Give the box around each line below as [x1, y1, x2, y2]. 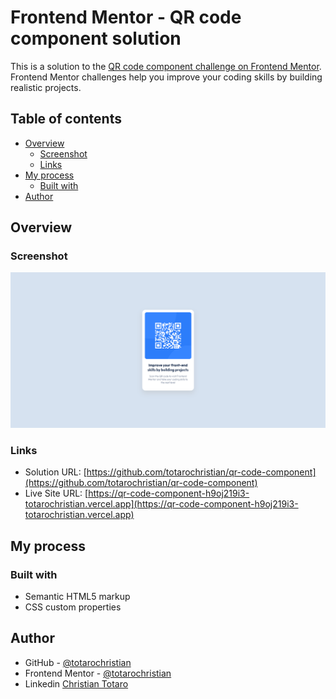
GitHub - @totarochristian [24, 656, 132, 668]
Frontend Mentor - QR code [10, 6, 242, 29]
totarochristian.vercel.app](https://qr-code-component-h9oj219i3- [24, 498, 299, 510]
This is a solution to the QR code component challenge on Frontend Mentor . [10, 60, 322, 72]
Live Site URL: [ [24, 487, 89, 500]
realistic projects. [10, 81, 82, 93]
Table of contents [10, 111, 122, 128]
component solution [10, 27, 182, 50]
